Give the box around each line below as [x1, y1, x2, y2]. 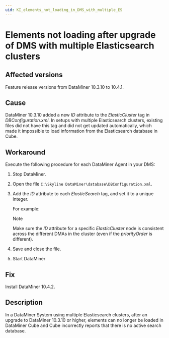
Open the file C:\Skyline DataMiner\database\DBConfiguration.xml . [12, 181, 152, 187]
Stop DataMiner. [12, 171, 46, 177]
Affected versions [5, 71, 63, 79]
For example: [12, 206, 40, 212]
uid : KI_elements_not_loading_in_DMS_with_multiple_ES [5, 7, 123, 13]
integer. [12, 196, 29, 202]
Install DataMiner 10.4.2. [5, 284, 55, 290]
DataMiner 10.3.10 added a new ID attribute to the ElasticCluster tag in [5, 112, 150, 118]
